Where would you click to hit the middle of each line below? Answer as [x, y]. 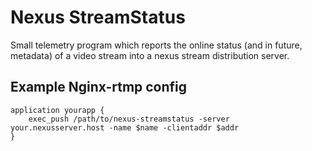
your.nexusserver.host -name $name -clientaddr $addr [125, 127]
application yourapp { [57, 110]
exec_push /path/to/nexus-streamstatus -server [129, 119]
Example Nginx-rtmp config [99, 87]
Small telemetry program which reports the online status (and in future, [156, 45]
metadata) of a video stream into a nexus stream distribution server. [150, 55]
